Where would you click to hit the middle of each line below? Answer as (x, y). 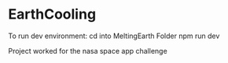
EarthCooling (52, 14)
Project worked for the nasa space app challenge (88, 51)
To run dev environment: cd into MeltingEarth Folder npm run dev (114, 36)
